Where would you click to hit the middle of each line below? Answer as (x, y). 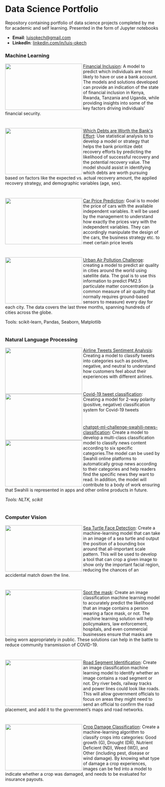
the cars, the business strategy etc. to (121, 237)
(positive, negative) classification (116, 404)
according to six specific (108, 448)
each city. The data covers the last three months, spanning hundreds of (78, 307)
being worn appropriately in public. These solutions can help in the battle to (82, 639)
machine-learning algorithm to (114, 732)
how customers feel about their (115, 372)
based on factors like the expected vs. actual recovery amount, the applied (81, 178)
